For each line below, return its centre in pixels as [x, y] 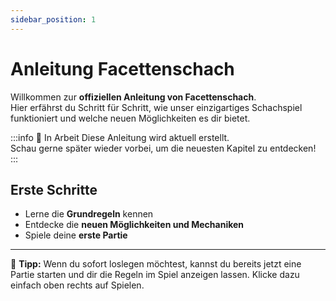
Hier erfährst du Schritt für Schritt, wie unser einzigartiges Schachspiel [156, 107]
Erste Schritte [54, 189]
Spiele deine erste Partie [76, 235]
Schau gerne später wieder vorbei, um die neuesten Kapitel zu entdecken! [163, 148]
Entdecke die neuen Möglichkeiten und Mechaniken [134, 225]
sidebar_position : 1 [53, 19]
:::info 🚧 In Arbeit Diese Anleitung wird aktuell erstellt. [120, 137]
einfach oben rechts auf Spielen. [77, 285]
